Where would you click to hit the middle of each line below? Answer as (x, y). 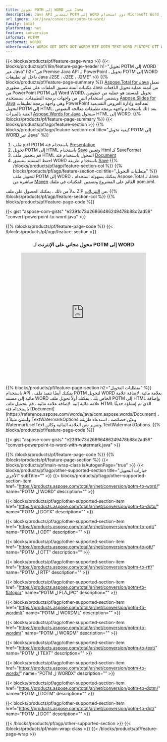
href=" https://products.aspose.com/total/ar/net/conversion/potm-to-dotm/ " (83, 688)
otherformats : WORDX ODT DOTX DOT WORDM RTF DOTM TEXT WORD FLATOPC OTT (82, 47)
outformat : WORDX (24, 42)
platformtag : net (24, 28)
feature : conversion (27, 33)
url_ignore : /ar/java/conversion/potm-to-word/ (56, 19)
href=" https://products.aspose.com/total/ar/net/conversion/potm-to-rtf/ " (80, 567)
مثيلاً (13, 419)
